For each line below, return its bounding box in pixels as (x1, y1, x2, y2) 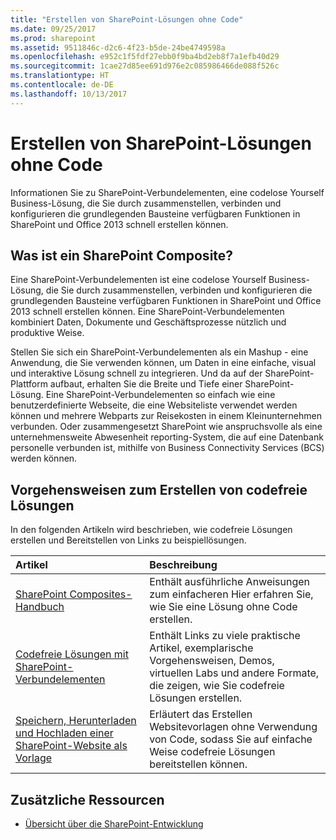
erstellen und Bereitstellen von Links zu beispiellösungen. (10, 534, 247, 546)
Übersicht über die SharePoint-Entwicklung (24, 818, 204, 830)
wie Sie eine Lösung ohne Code (149, 600, 298, 614)
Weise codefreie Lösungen (149, 745, 276, 759)
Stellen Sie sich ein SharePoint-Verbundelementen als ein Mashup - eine (10, 346, 309, 358)
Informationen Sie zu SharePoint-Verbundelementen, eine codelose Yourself (10, 186, 325, 198)
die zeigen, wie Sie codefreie (149, 679, 285, 693)
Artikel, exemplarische (149, 641, 254, 655)
